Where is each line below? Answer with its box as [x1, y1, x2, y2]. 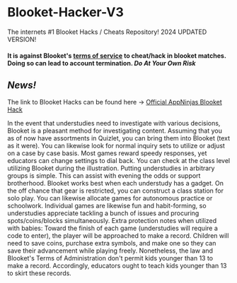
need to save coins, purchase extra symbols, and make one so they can [7, 239, 216, 248]
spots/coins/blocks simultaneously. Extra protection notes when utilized [7, 217, 217, 225]
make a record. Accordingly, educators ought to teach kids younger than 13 [7, 262, 227, 270]
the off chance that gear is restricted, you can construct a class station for [7, 186, 224, 195]
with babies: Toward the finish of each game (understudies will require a [7, 224, 218, 233]
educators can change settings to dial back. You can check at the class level [7, 157, 231, 165]
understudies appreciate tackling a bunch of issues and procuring [7, 209, 200, 217]
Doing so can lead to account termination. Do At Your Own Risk [7, 59, 196, 67]
